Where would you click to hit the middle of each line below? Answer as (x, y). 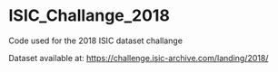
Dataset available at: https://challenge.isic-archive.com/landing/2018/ (139, 58)
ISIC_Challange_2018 (89, 16)
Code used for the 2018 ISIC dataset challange (96, 40)
